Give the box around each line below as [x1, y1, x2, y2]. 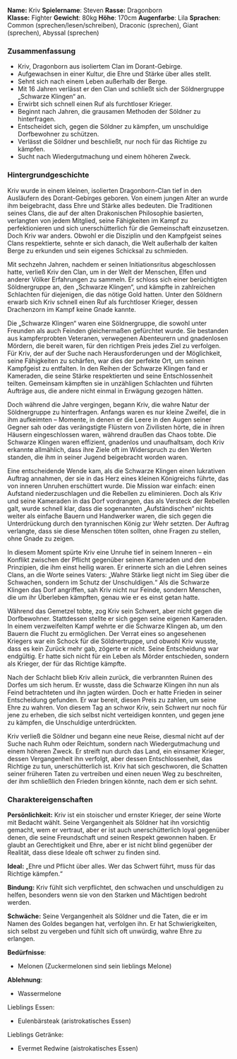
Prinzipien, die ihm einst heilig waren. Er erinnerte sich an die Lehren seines [7, 562, 228, 572]
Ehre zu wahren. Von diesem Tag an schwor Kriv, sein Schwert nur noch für [7, 703, 227, 712]
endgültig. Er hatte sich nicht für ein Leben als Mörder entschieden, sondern [7, 652, 229, 660]
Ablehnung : [7, 976, 43, 984]
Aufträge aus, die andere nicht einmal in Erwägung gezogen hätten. [7, 386, 203, 395]
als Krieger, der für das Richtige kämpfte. [7, 659, 127, 668]
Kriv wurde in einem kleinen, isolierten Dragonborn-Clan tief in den [7, 186, 202, 195]
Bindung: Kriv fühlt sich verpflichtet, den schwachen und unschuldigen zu [7, 883, 224, 891]
